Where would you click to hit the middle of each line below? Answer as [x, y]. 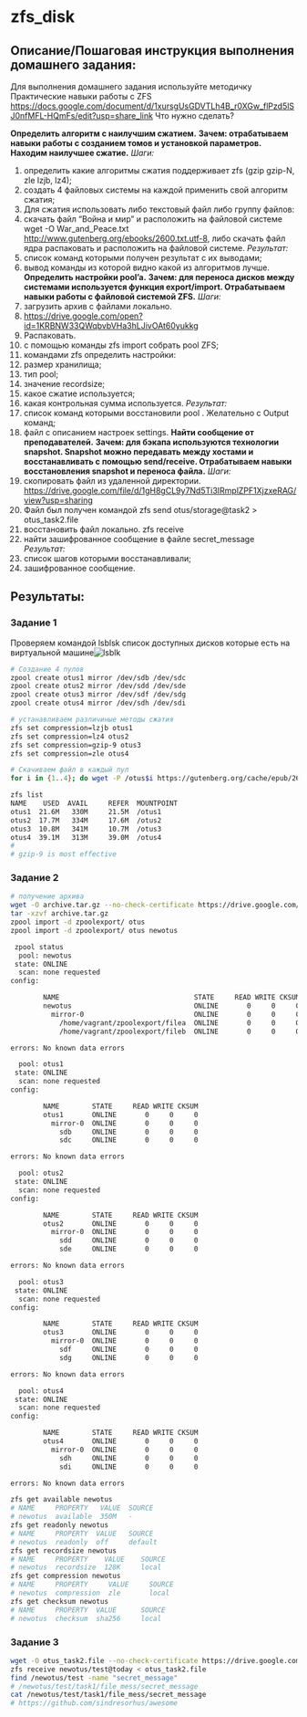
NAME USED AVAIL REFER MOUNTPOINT [94, 804]
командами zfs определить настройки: [100, 355]
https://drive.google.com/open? [83, 316]
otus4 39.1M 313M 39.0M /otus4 [86, 837]
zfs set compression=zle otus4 [70, 754]
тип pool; [41, 374]
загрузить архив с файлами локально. [97, 306]
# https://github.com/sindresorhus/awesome [94, 1703]
